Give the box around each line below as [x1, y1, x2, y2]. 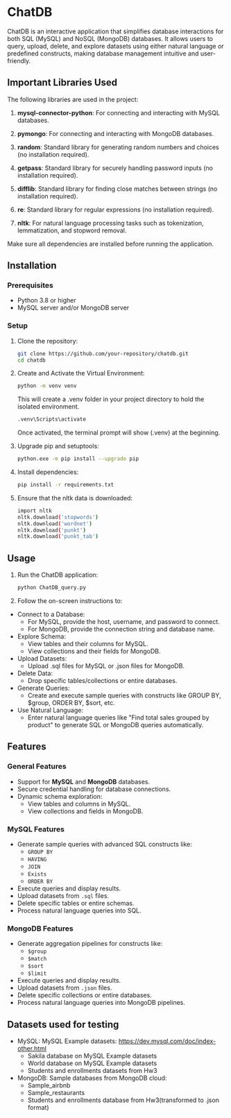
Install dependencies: [17, 468, 79, 476]
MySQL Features [7, 824, 65, 833]
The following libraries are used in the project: [7, 95, 139, 103]
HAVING [27, 856, 47, 863]
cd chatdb [17, 357, 46, 364]
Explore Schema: [17, 632, 66, 641]
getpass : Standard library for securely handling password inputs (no [17, 164, 214, 172]
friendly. [7, 56, 31, 65]
